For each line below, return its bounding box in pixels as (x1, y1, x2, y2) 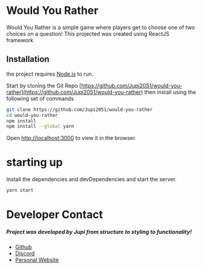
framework (6, 36, 34, 44)
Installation (6, 54, 50, 64)
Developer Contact (6, 208, 103, 222)
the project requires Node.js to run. (6, 70, 94, 78)
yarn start (6, 187, 34, 194)
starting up (6, 156, 63, 170)
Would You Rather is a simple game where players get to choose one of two (6, 24, 195, 31)
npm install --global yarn (6, 124, 74, 130)
